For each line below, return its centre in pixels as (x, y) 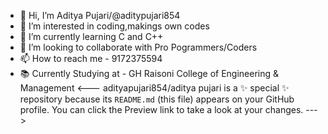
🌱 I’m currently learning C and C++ (91, 36)
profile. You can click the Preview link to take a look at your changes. (161, 109)
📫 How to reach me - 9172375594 (91, 58)
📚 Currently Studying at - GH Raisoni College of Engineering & (149, 73)
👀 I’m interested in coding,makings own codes (114, 26)
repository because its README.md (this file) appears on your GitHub (157, 99)
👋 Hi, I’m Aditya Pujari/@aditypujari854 (100, 15)
